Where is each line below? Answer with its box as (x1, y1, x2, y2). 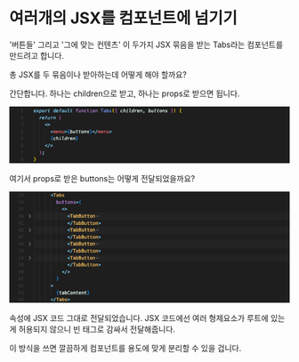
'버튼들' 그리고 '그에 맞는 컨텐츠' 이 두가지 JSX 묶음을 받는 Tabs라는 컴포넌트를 (9, 39, 283, 50)
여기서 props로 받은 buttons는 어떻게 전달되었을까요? (9, 173, 196, 183)
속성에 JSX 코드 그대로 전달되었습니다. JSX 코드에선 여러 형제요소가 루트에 (9, 312, 269, 323)
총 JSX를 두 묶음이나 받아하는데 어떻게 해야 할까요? (9, 68, 187, 80)
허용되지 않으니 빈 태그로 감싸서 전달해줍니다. (18, 324, 176, 334)
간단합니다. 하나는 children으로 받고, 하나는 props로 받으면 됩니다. (9, 88, 240, 99)
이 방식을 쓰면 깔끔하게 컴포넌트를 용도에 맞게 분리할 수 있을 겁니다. (9, 342, 242, 353)
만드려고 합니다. (9, 50, 65, 60)
